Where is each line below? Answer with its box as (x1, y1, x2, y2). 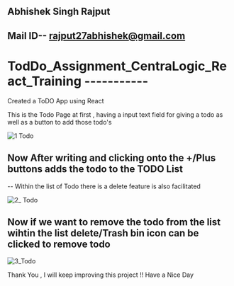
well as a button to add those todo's (7, 118, 112, 126)
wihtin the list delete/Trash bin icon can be (7, 227, 199, 239)
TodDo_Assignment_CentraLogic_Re (7, 58, 227, 74)
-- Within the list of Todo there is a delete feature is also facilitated (7, 182, 201, 190)
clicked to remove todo (7, 238, 111, 250)
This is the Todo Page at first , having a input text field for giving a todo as (7, 110, 223, 119)
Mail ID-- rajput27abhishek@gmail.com (7, 30, 186, 42)
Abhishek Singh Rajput (7, 6, 111, 18)
